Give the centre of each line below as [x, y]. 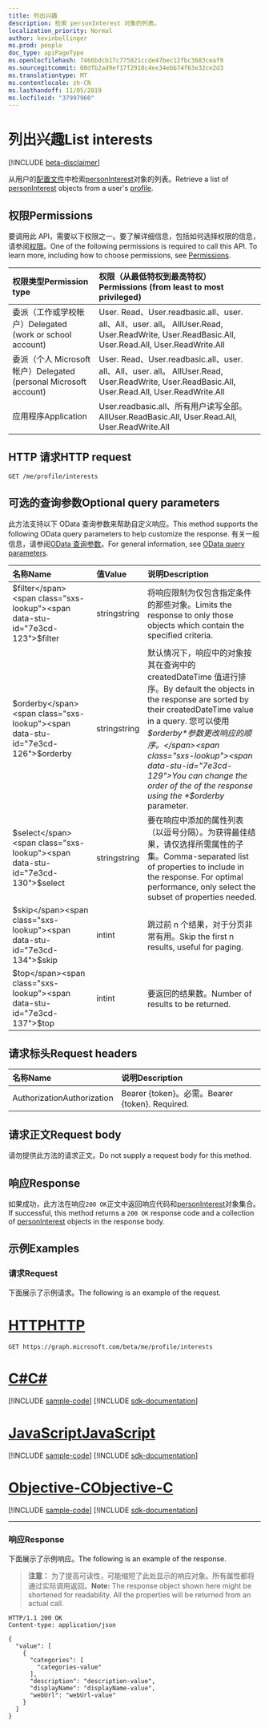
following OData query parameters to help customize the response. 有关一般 [134, 533]
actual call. [46, 1603]
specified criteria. [180, 635]
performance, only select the [201, 887]
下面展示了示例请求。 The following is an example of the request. [115, 1293]
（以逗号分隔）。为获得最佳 [197, 832]
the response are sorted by [198, 699]
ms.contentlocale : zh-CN [50, 83]
